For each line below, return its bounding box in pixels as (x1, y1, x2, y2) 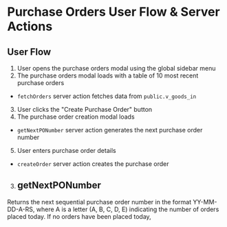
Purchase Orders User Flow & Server (7, 4, 220, 20)
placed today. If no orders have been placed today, (7, 212, 151, 220)
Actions (7, 19, 53, 34)
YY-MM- (192, 198, 217, 206)
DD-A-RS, (7, 205, 35, 213)
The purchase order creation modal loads (17, 112, 136, 121)
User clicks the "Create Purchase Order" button (17, 106, 153, 113)
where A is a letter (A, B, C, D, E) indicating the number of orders (36, 205, 219, 213)
